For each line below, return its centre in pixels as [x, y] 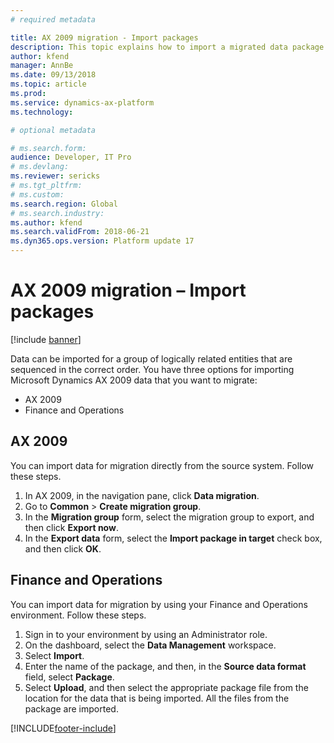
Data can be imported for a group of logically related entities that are [151, 358]
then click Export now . [71, 527]
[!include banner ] [46, 339]
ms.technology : [42, 112]
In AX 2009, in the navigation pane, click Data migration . [142, 495]
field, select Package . [69, 677]
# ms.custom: [37, 194]
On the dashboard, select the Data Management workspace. [150, 645]
